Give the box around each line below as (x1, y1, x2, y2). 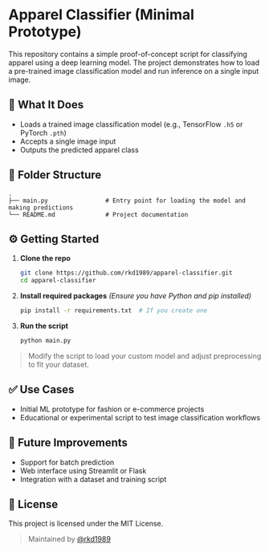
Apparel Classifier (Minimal (8, 6, 195, 24)
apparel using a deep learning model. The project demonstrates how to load (8, 58, 259, 67)
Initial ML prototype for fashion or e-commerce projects (19, 404, 205, 414)
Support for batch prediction (19, 457, 115, 467)
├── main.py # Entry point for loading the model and (8, 197, 247, 205)
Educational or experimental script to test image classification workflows (19, 412, 261, 422)
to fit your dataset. (27, 359, 90, 369)
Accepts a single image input (19, 136, 116, 146)
